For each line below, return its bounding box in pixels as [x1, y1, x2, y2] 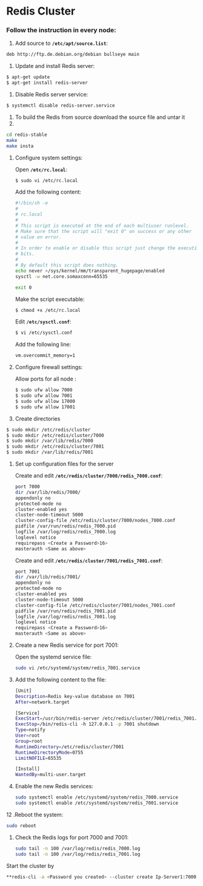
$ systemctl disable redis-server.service [6, 103, 115, 109]
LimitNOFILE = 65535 [15, 755, 62, 761]
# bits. [15, 251, 35, 257]
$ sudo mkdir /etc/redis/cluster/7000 [6, 432, 104, 438]
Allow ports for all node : [15, 375, 77, 383]
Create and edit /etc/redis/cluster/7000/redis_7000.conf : [15, 472, 163, 479]
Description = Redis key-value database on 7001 [15, 693, 135, 699]
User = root [15, 732, 41, 739]
